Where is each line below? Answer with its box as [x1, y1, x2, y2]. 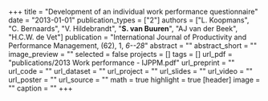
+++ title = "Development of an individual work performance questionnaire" [8, 7, 258, 16]
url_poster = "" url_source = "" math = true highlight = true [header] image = [8, 75, 261, 84]
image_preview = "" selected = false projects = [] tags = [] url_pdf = [8, 50, 233, 59]
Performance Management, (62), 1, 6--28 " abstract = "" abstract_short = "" [8, 41, 258, 50]
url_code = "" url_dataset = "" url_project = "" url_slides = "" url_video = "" [8, 67, 253, 75]
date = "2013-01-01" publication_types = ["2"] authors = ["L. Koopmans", [8, 15, 250, 25]
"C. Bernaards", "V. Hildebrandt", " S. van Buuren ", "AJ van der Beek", [8, 24, 238, 33]
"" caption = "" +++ [8, 83, 74, 93]
